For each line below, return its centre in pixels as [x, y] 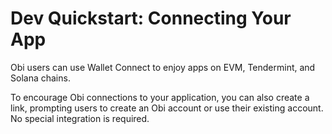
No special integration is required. [80, 118]
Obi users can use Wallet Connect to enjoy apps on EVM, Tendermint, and [163, 67]
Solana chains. [40, 78]
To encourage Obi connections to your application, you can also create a [160, 97]
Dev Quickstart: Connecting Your [151, 18]
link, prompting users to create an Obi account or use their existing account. [167, 108]
